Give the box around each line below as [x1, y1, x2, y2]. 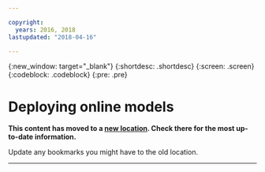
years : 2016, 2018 [15, 25, 77, 34]
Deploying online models [8, 98, 174, 115]
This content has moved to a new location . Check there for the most [8, 124, 235, 133]
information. [34, 132, 77, 142]
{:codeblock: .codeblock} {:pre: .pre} [8, 70, 128, 80]
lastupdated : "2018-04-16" [8, 33, 97, 41]
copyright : [8, 18, 44, 26]
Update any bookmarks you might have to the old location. [8, 148, 199, 157]
